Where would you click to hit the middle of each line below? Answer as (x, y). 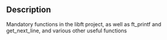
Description (29, 10)
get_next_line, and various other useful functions (67, 30)
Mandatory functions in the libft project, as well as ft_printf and (84, 24)
